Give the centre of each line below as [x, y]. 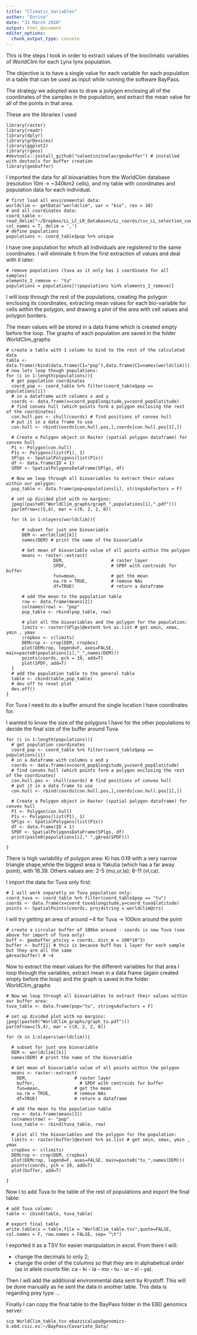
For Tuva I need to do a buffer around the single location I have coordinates [97, 705]
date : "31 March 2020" [34, 22]
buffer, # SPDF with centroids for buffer [90, 1083]
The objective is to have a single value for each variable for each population [98, 73]
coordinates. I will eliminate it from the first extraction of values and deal [93, 254]
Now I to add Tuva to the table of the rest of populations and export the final [98, 1192]
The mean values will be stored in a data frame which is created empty [92, 327]
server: [15, 1310]
